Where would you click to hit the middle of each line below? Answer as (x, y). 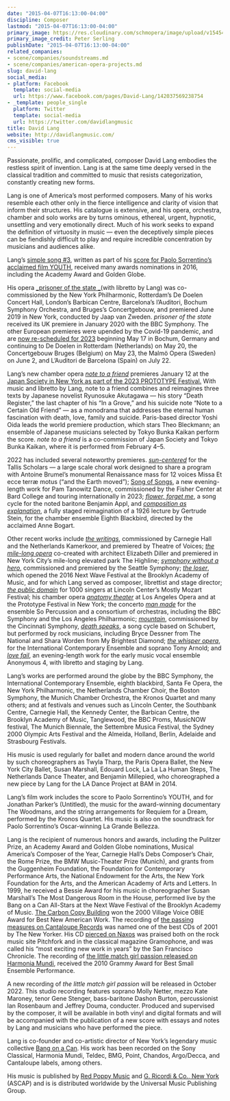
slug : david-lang (32, 71)
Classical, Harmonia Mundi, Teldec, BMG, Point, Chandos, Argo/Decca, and (114, 1056)
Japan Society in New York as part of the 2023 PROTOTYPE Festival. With (112, 381)
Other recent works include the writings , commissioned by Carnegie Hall (110, 539)
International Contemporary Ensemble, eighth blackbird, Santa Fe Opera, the (115, 683)
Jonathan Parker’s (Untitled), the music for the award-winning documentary (114, 804)
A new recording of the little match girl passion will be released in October (112, 984)
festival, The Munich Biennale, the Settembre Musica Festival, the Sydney (111, 727)
